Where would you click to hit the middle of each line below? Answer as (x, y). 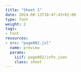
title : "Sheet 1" (24, 10)
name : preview (25, 48)
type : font (17, 19)
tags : (11, 29)
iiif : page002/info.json (41, 57)
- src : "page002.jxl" (28, 43)
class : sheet (28, 62)
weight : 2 (16, 24)
